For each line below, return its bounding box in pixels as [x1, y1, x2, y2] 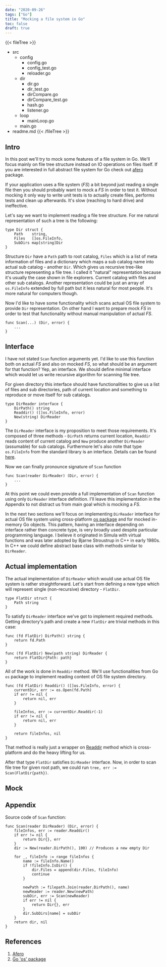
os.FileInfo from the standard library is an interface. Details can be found [5, 448, 157, 454]
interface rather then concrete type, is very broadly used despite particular [5, 527, 158, 533]
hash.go [27, 102, 44, 108]
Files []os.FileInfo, [14, 236, 63, 241]
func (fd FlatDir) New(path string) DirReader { [5, 650, 108, 656]
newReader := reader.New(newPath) [23, 889, 94, 894]
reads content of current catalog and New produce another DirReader [5, 438, 145, 444]
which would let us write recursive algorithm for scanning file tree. [5, 371, 140, 377]
